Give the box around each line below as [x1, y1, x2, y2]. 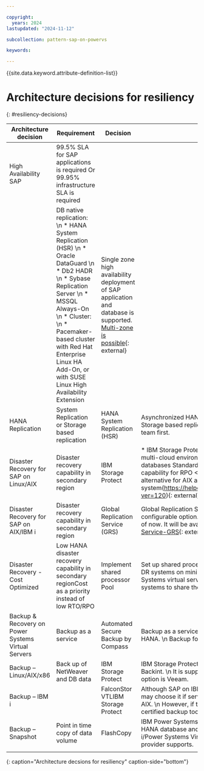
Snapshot [9, 733, 37, 741]
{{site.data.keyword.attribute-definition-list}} [6, 69, 118, 76]
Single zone [101, 256, 135, 264]
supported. [101, 316, 132, 325]
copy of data [56, 729, 92, 738]
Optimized [9, 583, 39, 592]
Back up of [56, 660, 87, 668]
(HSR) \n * [56, 244, 87, 253]
